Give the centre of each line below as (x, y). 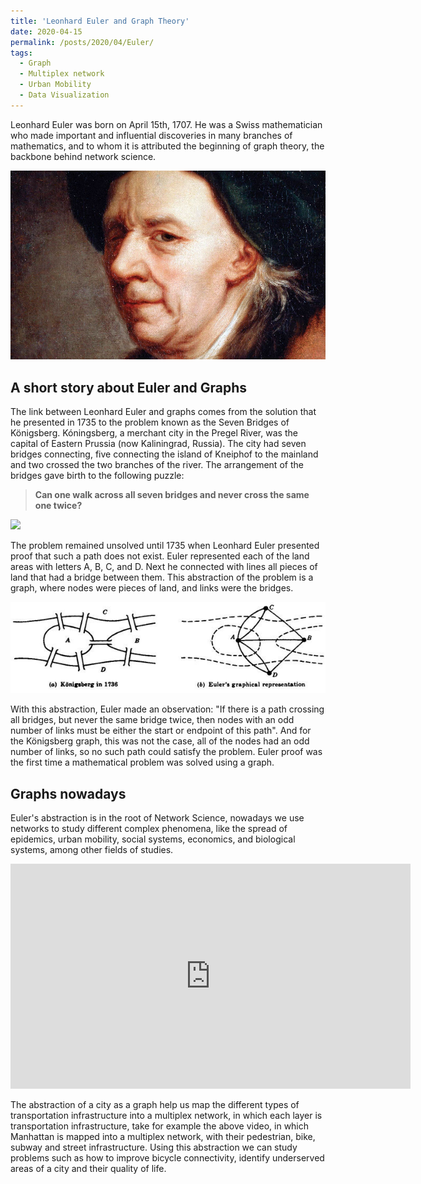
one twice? (58, 505)
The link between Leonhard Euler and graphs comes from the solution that (163, 411)
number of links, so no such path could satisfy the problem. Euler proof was (166, 752)
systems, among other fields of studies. (92, 850)
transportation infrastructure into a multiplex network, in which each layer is (166, 1116)
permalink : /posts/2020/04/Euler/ (82, 42)
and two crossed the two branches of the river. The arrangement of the (157, 464)
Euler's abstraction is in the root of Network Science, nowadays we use (157, 818)
